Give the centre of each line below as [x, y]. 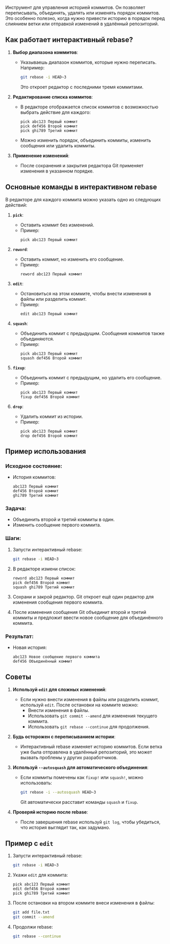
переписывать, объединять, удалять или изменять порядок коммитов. [83, 13]
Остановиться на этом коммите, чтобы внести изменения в [86, 293]
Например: [32, 68]
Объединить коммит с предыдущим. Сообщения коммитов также [92, 333]
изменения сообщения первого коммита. [58, 602]
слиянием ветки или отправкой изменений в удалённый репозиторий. [82, 24]
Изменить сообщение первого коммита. [57, 525]
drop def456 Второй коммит [49, 436]
